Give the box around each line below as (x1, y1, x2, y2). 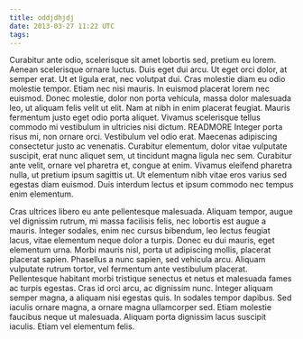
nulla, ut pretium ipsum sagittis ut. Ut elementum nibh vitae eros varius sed (9, 169, 287, 180)
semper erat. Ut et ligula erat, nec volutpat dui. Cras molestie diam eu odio (9, 74, 286, 85)
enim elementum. (9, 188, 74, 199)
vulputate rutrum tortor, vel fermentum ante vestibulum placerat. (9, 263, 248, 275)
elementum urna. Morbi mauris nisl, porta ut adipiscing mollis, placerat (9, 244, 271, 255)
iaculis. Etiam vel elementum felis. (9, 321, 135, 332)
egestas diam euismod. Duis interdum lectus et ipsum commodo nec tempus (9, 179, 294, 190)
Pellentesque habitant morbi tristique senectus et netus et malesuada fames (9, 273, 292, 284)
